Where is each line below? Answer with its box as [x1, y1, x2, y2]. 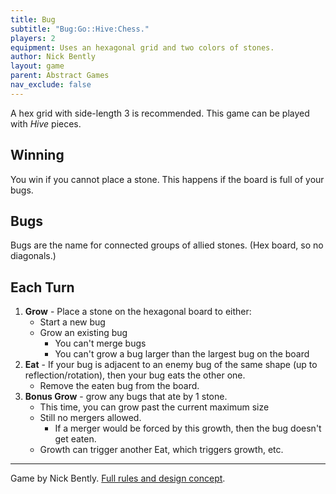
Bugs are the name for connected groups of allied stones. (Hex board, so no [10, 239, 324, 251]
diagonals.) [10, 250, 57, 262]
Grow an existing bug [39, 327, 128, 339]
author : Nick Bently [10, 52, 97, 62]
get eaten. [54, 433, 97, 445]
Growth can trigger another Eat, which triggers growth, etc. [39, 444, 284, 456]
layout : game [10, 61, 65, 71]
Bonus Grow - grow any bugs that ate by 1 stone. [24, 391, 228, 403]
